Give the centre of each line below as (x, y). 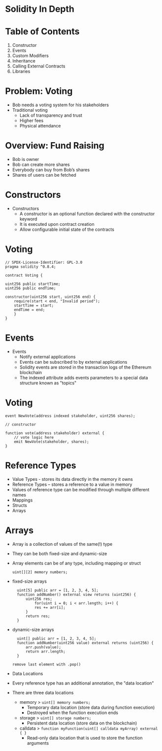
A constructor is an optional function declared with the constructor (87, 214)
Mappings (22, 500)
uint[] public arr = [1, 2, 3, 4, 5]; (57, 638)
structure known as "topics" (48, 383)
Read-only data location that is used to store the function (85, 738)
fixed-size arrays (29, 581)
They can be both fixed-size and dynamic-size (60, 553)
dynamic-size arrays (33, 629)
